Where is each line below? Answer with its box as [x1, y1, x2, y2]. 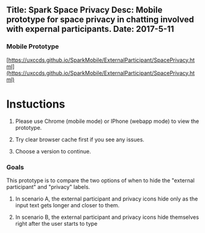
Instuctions [6, 97, 65, 111]
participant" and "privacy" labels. [6, 183, 91, 190]
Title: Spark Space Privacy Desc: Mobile [6, 5, 163, 15]
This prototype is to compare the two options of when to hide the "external [6, 177, 195, 184]
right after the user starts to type [15, 220, 98, 227]
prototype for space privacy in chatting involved [6, 15, 195, 25]
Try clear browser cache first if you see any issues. [15, 136, 145, 143]
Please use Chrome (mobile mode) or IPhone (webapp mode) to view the [15, 117, 199, 125]
